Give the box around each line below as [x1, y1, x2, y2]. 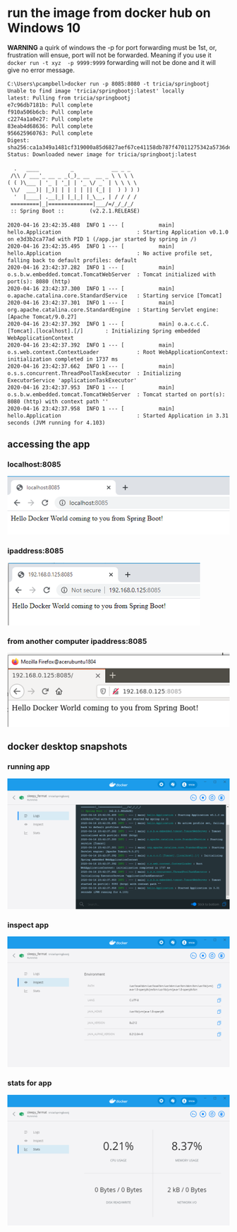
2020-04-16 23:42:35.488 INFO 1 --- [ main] [7, 221, 175, 229]
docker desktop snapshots [7, 741, 128, 753]
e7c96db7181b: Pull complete [7, 101, 93, 109]
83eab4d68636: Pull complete [7, 122, 93, 130]
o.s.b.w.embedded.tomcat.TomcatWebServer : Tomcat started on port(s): [7, 390, 226, 398]
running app [7, 762, 51, 772]
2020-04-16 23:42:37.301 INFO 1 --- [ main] [7, 299, 175, 306]
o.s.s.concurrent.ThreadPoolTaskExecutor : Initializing [7, 369, 181, 377]
